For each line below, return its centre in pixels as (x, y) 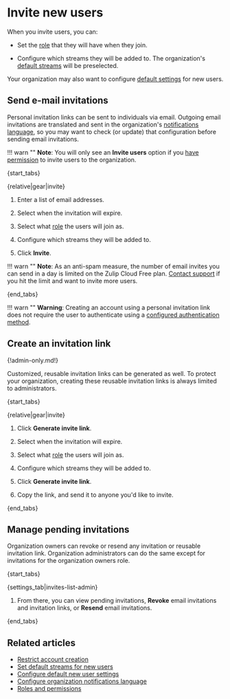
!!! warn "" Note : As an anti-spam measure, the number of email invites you (113, 266)
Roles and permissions (49, 689)
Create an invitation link (59, 344)
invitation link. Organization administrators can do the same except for (106, 553)
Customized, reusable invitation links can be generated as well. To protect (112, 373)
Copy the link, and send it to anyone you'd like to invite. (95, 495)
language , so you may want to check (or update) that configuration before (112, 131)
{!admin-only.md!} (33, 360)
